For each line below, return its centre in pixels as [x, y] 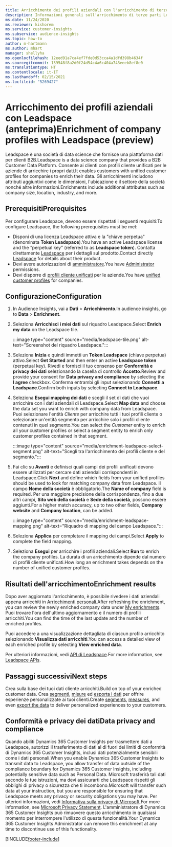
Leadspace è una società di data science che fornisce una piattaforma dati [84, 154]
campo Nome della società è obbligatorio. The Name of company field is [89, 489]
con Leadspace [39, 118]
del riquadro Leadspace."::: [80, 345]
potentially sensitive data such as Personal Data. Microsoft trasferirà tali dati [85, 774]
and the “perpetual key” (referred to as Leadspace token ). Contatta [84, 247]
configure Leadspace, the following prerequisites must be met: [71, 226]
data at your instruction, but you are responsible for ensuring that [74, 790]
